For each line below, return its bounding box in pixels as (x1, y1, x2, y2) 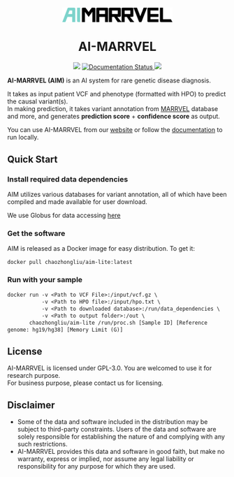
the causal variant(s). (7, 97, 68, 105)
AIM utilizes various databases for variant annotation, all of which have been (7, 190, 227, 198)
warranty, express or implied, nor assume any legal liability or (17, 455, 194, 463)
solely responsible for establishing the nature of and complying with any (17, 432, 226, 441)
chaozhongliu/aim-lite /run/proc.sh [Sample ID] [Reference (29, 319, 208, 327)
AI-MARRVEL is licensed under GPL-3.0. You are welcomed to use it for (7, 364, 212, 372)
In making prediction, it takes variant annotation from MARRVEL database (7, 105, 219, 113)
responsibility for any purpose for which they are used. (17, 462, 176, 471)
